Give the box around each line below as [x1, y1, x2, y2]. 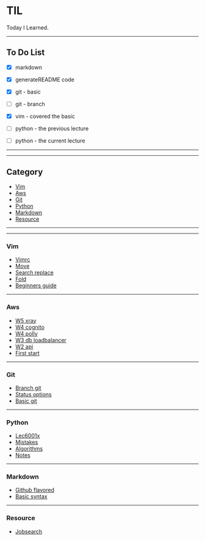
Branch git [15, 384, 41, 391]
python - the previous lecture [15, 125, 89, 132]
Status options [15, 391, 52, 398]
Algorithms [15, 445, 43, 452]
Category [6, 166, 43, 177]
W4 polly [15, 329, 38, 337]
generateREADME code [15, 76, 75, 83]
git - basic [15, 88, 41, 95]
